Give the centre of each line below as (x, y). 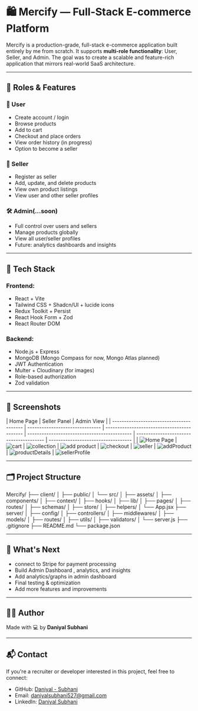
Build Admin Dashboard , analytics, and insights (72, 570)
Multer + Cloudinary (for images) (55, 371)
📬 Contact (27, 654)
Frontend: (21, 286)
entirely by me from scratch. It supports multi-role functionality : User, (92, 51)
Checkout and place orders (48, 136)
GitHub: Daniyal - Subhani (46, 689)
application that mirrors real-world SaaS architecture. (71, 64)
